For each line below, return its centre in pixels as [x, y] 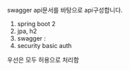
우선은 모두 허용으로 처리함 [43, 60]
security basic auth [44, 46]
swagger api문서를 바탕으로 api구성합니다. [65, 10]
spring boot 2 [36, 24]
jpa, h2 [27, 31]
